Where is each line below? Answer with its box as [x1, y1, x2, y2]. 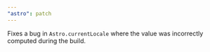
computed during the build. [7, 36, 86, 45]
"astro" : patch [7, 10, 52, 17]
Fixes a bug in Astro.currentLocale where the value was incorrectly [7, 29, 204, 37]
